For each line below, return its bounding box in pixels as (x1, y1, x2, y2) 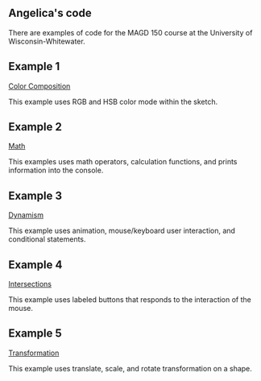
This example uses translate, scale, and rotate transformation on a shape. (8, 363, 252, 373)
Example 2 (8, 120, 62, 134)
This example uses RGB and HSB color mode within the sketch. (8, 97, 218, 106)
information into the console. (8, 165, 104, 176)
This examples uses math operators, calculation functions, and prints (8, 157, 238, 167)
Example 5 (8, 326, 62, 341)
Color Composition (8, 81, 71, 91)
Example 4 (8, 258, 63, 271)
